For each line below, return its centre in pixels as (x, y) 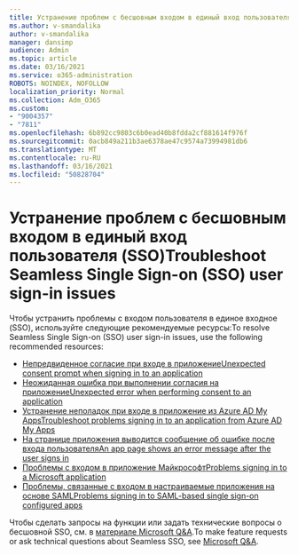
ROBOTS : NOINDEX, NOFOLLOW (59, 83)
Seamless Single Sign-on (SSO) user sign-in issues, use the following (136, 337)
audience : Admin (39, 51)
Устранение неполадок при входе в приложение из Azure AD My (145, 411)
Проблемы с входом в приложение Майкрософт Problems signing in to (154, 468)
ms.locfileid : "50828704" (57, 174)
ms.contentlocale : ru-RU (55, 158)
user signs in (45, 458)
